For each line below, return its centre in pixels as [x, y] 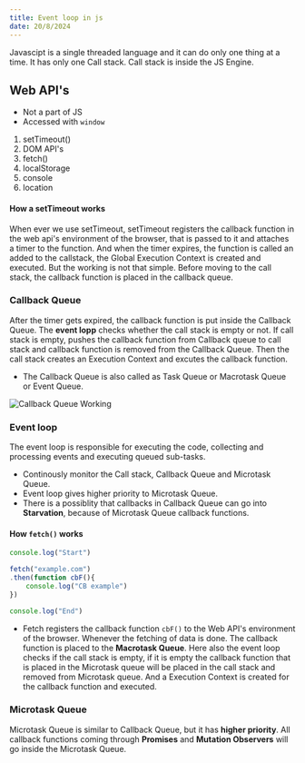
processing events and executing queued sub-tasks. [108, 457]
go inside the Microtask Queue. [68, 748]
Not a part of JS [53, 112]
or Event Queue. [53, 386]
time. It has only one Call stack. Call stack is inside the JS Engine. [132, 62]
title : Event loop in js [56, 18]
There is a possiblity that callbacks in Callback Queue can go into [145, 503]
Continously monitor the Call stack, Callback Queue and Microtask [147, 474]
